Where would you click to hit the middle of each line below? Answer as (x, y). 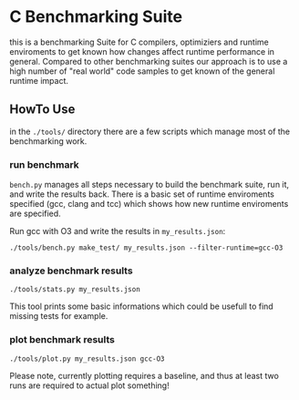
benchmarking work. (48, 141)
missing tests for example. (59, 316)
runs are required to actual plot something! (90, 385)
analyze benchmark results (72, 271)
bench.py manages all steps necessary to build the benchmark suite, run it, (149, 185)
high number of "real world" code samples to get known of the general (142, 71)
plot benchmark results (62, 340)
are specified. (35, 214)
